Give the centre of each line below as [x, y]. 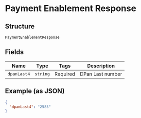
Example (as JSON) [35, 91]
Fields [15, 52]
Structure [20, 26]
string [42, 74]
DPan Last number [101, 74]
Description [101, 66]
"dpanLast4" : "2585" [30, 107]
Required [65, 74]
